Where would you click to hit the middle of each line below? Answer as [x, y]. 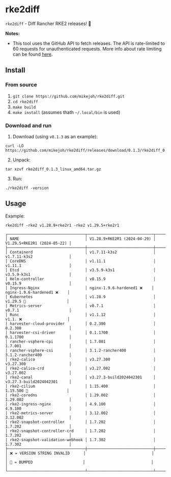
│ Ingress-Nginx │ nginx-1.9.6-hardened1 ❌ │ [80, 288]
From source [21, 85]
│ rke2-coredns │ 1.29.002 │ [81, 395]
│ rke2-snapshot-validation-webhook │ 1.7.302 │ [81, 440]
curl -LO [15, 146]
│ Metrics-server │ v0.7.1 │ [81, 306]
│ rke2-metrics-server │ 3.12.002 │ [81, 413]
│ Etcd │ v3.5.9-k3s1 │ [81, 270]
